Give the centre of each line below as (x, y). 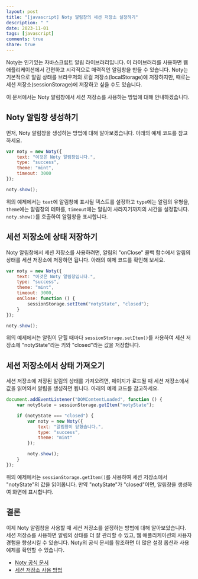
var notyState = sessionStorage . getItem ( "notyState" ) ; (86, 405)
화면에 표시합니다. (33, 491)
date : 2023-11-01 (27, 28)
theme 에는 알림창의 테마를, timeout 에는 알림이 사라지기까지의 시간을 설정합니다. (98, 209)
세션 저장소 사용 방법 (38, 570)
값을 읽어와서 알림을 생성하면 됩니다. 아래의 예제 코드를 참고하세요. (83, 388)
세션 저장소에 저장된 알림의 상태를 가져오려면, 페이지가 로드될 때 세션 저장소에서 (98, 381)
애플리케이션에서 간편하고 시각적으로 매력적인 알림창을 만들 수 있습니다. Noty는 (97, 69)
